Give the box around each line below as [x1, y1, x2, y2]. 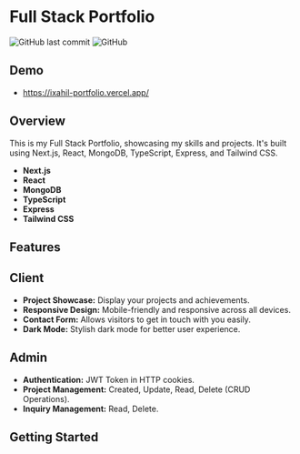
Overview [9, 114, 66, 129]
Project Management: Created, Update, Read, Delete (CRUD [22, 384, 251, 395]
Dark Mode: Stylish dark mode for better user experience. [22, 323, 241, 334]
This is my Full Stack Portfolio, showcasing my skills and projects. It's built [9, 137, 287, 148]
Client [9, 270, 45, 286]
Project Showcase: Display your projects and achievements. [22, 294, 250, 306]
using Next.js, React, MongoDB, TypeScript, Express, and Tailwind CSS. [9, 147, 278, 158]
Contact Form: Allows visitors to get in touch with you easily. [22, 314, 252, 325]
